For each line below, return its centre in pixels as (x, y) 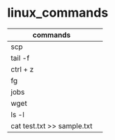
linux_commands (58, 13)
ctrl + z (22, 69)
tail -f (20, 58)
